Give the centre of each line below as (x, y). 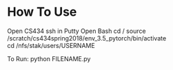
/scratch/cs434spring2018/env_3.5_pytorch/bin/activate (87, 38)
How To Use (42, 12)
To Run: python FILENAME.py (49, 58)
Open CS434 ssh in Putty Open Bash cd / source (77, 31)
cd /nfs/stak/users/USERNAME (51, 45)
